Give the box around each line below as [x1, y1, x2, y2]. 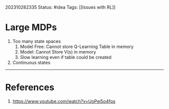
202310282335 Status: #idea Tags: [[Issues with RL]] [5, 4, 116, 10]
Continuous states [12, 59, 51, 65]
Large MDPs [5, 22, 57, 33]
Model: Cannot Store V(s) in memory [20, 48, 97, 54]
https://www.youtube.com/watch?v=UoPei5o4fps [12, 98, 116, 104]
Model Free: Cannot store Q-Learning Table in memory [20, 43, 134, 49]
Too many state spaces [12, 38, 61, 44]
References [5, 82, 54, 93]
